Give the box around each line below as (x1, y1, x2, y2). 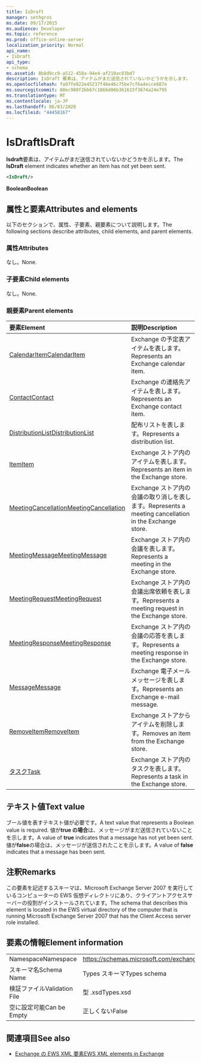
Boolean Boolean (6, 185, 48, 192)
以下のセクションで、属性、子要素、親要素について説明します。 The (6, 221, 172, 228)
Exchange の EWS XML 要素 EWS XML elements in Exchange (14, 1050, 165, 1058)
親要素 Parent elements (6, 306, 74, 315)
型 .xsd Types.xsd (83, 989, 132, 997)
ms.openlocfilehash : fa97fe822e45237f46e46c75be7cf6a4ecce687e (6, 82, 167, 88)
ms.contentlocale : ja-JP (6, 98, 68, 104)
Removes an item (142, 729, 191, 737)
